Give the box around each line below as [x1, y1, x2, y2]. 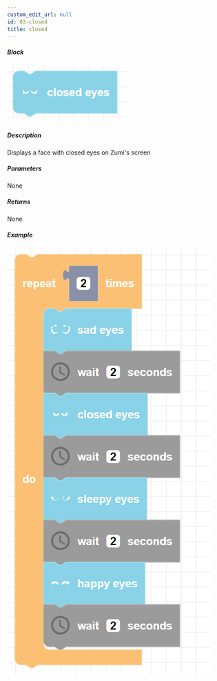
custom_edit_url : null [7, 11, 72, 18]
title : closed [7, 26, 48, 32]
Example [7, 230, 33, 239]
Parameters [7, 164, 42, 172]
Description [7, 131, 42, 139]
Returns [7, 197, 31, 206]
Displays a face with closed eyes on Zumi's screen [7, 148, 151, 157]
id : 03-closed [7, 18, 48, 26]
